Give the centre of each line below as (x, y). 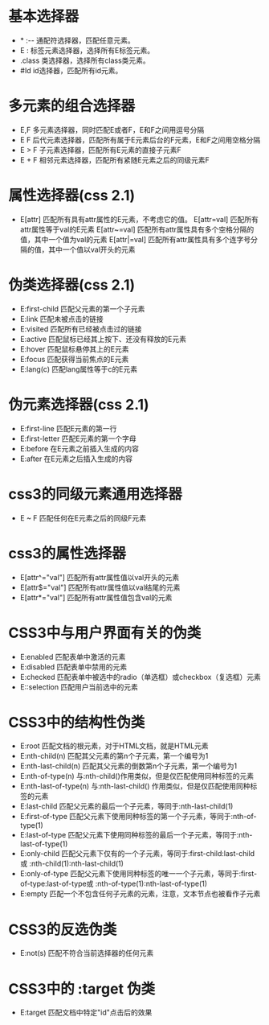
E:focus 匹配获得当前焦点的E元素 (74, 359)
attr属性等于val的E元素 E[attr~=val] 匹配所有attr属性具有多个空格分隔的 (137, 229)
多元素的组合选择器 (72, 106)
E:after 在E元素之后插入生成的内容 (76, 459)
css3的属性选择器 (67, 553)
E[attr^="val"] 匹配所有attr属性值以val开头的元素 (99, 577)
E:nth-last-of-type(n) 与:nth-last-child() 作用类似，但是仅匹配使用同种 (135, 786)
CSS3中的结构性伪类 (77, 722)
